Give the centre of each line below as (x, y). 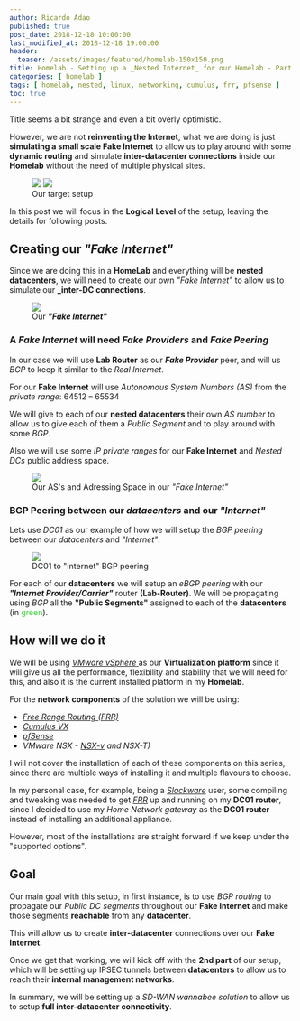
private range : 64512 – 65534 (64, 396)
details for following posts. (59, 220)
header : (24, 52)
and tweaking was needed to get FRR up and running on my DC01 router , (145, 800)
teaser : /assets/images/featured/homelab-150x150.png (120, 60)
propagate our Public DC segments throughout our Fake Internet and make (149, 905)
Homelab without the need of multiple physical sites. (107, 165)
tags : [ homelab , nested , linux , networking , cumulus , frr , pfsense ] (145, 85)
